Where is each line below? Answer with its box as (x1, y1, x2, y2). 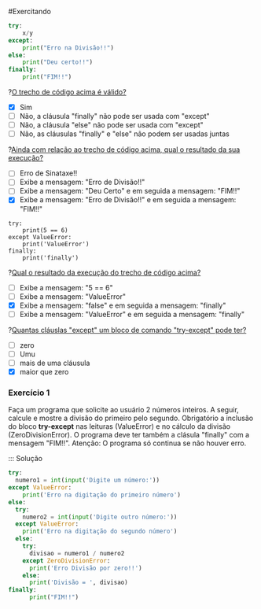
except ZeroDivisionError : (22, 556, 111, 565)
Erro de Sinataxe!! (19, 168, 78, 178)
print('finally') (22, 253, 79, 262)
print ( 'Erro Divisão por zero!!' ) (28, 564, 143, 572)
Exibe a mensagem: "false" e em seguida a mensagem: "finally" (19, 301, 226, 310)
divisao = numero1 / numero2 (28, 549, 125, 557)
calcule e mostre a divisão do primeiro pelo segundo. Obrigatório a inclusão (8, 413, 254, 423)
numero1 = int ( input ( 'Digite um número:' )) (15, 476, 160, 485)
